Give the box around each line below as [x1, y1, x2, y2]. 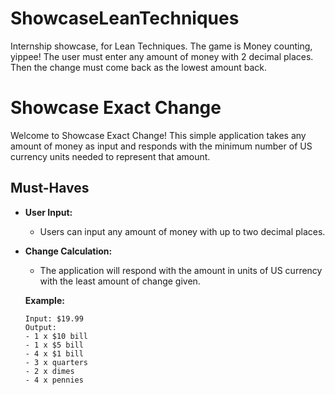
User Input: [24, 206, 73, 218]
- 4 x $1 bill [24, 348, 84, 359]
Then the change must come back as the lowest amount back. [10, 61, 267, 73]
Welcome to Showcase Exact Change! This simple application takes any [10, 129, 307, 141]
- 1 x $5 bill [24, 340, 84, 350]
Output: [24, 322, 57, 332]
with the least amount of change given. [39, 275, 201, 287]
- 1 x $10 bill [24, 331, 89, 341]
